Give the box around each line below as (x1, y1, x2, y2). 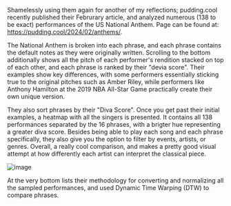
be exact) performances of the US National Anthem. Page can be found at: (7, 21, 219, 28)
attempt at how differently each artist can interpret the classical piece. (7, 150, 207, 158)
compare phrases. (7, 191, 59, 199)
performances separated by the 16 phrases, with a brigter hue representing (7, 121, 221, 128)
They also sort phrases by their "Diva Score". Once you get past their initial (7, 106, 220, 114)
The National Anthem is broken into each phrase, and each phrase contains (7, 41, 222, 49)
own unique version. (7, 92, 66, 101)
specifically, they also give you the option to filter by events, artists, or (7, 135, 206, 143)
